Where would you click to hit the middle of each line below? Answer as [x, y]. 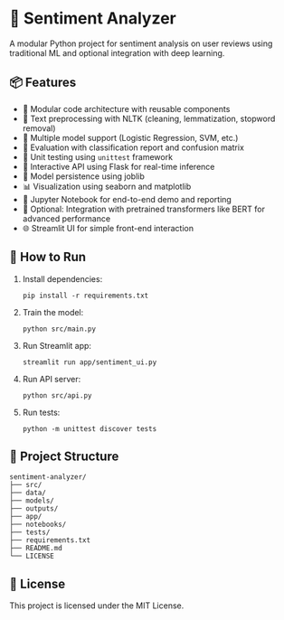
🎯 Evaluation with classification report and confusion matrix [133, 147]
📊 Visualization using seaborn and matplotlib [107, 186]
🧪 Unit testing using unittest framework [98, 156]
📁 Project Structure [64, 456]
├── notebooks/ [38, 525]
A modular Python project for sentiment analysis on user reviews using [141, 43]
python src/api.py [57, 395]
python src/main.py [59, 329]
